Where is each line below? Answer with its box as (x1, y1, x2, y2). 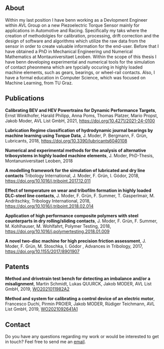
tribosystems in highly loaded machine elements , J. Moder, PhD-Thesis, (5, 152, 154, 158)
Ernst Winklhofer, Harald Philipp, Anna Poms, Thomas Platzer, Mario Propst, (5, 112, 158, 118)
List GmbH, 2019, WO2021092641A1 (5, 306, 78, 312)
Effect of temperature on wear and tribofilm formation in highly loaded (5, 187, 151, 193)
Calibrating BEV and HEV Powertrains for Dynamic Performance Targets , (5, 107, 157, 113)
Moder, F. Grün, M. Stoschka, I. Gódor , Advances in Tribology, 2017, (5, 243, 143, 249)
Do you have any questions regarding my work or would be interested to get (5, 334, 159, 340)
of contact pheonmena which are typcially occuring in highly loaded (5, 64, 143, 70)
